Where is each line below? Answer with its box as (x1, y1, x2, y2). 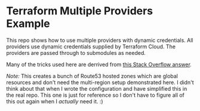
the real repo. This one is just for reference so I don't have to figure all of (6, 91, 185, 98)
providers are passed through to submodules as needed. (6, 49, 146, 56)
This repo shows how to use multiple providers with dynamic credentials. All (6, 36, 193, 44)
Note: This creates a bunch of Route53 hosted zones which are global (6, 72, 178, 79)
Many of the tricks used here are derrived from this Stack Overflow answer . (6, 61, 192, 68)
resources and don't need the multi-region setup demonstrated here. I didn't (6, 79, 194, 86)
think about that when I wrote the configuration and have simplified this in (6, 85, 187, 92)
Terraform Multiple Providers (6, 4, 153, 18)
